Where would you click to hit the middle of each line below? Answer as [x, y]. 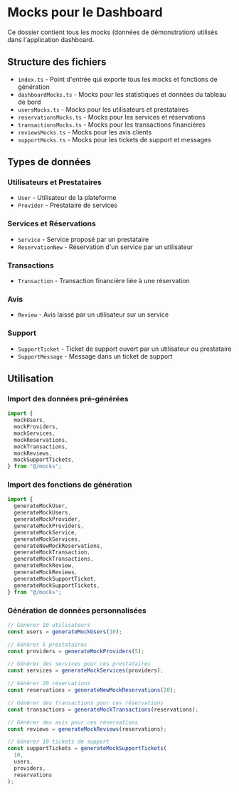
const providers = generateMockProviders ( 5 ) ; [76, 651]
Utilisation [31, 379]
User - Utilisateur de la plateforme [67, 198]
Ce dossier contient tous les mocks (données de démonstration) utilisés [113, 32]
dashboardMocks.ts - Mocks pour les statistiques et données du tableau [122, 94]
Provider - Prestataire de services [67, 205]
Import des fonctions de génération [70, 485]
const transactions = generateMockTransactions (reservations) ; [103, 709]
